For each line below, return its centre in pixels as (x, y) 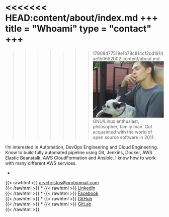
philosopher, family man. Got (122, 126)
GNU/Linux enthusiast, (116, 121)
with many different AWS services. (41, 163)
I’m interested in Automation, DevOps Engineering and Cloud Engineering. (82, 147)
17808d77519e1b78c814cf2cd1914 (128, 53)
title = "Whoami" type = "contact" (78, 29)
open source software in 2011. (124, 137)
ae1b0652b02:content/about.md (126, 58)
